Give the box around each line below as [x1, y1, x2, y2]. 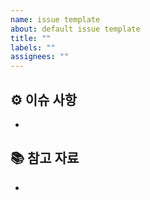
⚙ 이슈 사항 [10, 91, 78, 108]
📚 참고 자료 [10, 150, 80, 167]
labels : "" [10, 42, 56, 53]
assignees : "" [10, 52, 70, 62]
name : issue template [10, 14, 101, 25]
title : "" [10, 33, 52, 43]
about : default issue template [10, 24, 141, 34]
